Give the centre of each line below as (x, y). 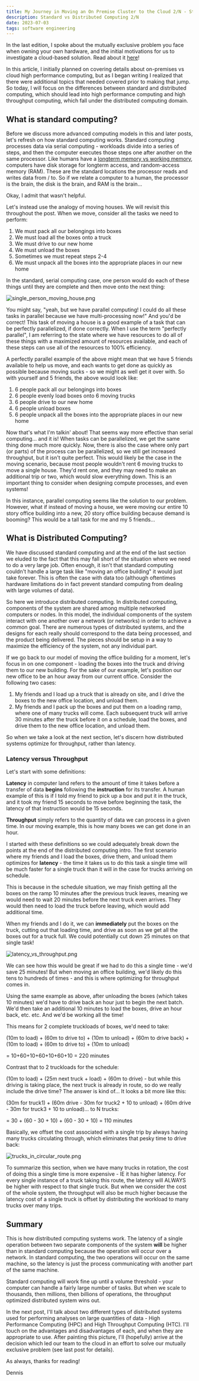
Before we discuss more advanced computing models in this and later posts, (99, 133)
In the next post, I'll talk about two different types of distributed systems (94, 1312)
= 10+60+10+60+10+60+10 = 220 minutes (58, 1056)
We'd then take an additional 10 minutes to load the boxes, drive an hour (94, 1008)
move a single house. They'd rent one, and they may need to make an (91, 470)
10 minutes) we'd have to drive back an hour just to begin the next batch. (95, 1003)
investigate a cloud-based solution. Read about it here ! (73, 58)
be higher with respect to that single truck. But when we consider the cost (97, 1186)
